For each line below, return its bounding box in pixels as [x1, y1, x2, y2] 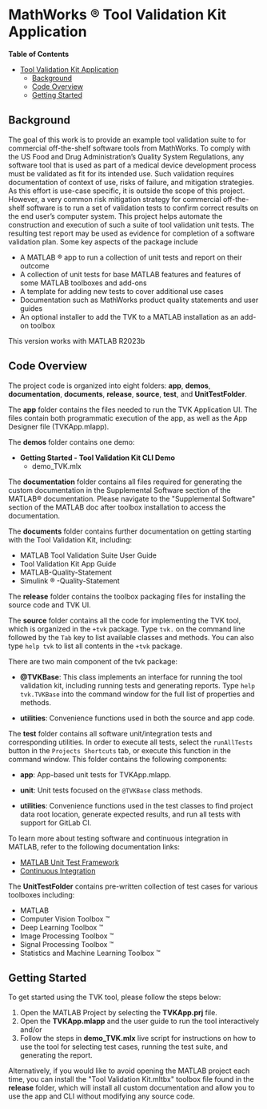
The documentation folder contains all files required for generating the [8, 477, 242, 486]
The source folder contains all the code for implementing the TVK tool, [8, 615, 241, 625]
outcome [19, 260, 50, 270]
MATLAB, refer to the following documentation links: [8, 841, 180, 851]
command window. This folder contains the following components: [8, 754, 228, 764]
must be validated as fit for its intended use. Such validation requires [8, 168, 234, 178]
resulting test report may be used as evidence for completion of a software [8, 228, 255, 238]
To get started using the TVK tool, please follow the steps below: [8, 992, 221, 1002]
